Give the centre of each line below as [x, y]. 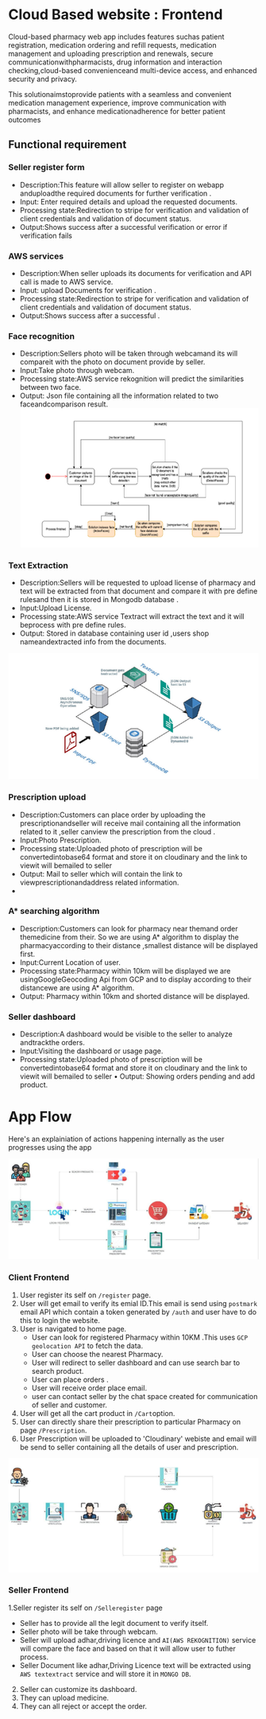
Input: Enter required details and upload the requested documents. [129, 201]
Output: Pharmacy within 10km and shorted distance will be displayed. [135, 996]
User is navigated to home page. [73, 1328]
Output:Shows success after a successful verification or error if [123, 227]
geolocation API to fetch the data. [87, 1345]
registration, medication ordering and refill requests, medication [112, 45]
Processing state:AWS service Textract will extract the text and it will [132, 616]
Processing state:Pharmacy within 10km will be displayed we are [125, 970]
